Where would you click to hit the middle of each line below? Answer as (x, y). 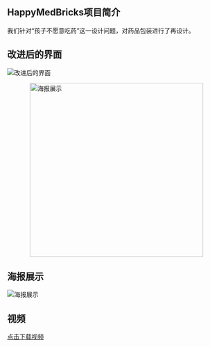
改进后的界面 (35, 55)
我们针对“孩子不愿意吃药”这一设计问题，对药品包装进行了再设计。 (101, 31)
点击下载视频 (25, 337)
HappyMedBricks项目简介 (64, 13)
